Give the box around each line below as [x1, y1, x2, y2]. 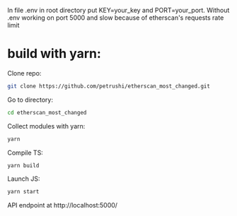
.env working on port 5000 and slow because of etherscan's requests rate [7, 13, 224, 22]
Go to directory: [7, 95, 53, 104]
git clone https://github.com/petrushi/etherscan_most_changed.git [7, 83, 211, 90]
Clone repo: [7, 68, 42, 77]
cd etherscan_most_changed [7, 109, 87, 116]
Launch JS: [7, 174, 40, 183]
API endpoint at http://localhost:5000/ [7, 201, 118, 210]
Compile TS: [7, 148, 44, 157]
